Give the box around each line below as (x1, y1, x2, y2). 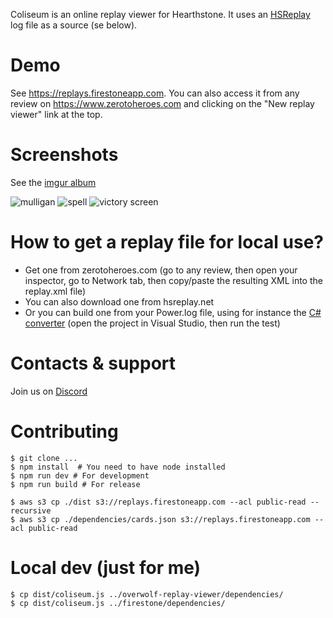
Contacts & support (10, 352, 177, 374)
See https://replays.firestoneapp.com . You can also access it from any (10, 87, 300, 99)
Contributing (10, 420, 119, 443)
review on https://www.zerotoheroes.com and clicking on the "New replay (10, 97, 315, 109)
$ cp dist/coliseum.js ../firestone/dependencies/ (10, 598, 226, 608)
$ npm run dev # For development (10, 470, 150, 481)
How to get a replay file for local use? (10, 231, 325, 254)
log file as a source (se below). (10, 19, 138, 31)
